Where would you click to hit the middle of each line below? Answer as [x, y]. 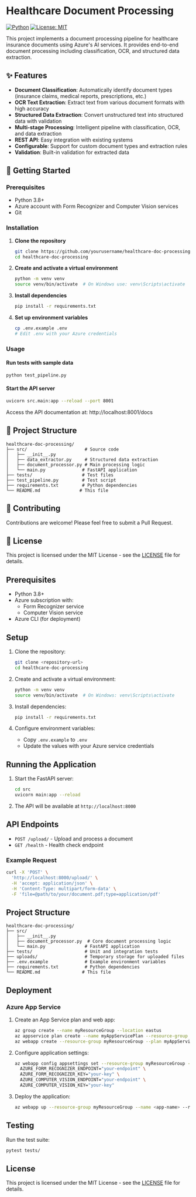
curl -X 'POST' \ [27, 872]
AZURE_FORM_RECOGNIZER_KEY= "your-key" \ [70, 1074]
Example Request [31, 860]
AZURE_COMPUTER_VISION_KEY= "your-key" [67, 1085]
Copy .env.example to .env [55, 740]
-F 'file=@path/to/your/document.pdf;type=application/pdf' [86, 894]
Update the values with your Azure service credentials [89, 746]
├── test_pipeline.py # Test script [61, 480]
